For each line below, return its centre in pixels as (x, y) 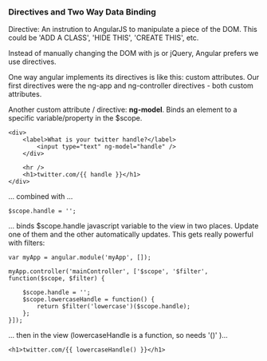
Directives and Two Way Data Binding (82, 12)
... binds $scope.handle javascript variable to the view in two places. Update (133, 226)
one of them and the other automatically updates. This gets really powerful (131, 235)
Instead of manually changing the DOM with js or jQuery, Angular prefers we (133, 54)
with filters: (27, 243)
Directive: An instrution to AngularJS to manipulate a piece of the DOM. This (133, 30)
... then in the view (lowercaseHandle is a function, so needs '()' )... (118, 335)
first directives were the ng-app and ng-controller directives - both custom (131, 85)
